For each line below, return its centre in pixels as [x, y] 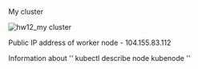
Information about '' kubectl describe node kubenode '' [99, 58]
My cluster [26, 12]
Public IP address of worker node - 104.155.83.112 [90, 43]
